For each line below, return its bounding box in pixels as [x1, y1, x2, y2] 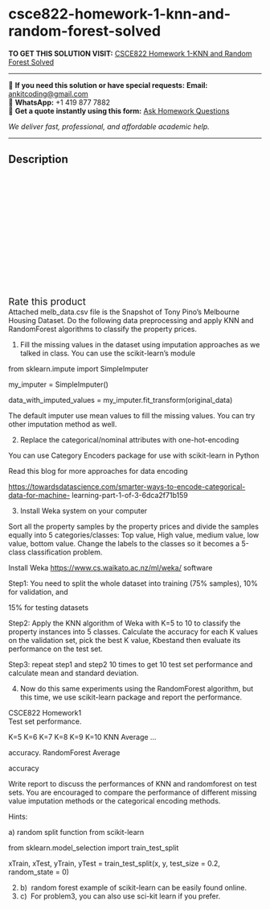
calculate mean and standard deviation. [8, 668, 139, 678]
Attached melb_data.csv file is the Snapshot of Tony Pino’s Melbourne [8, 307, 240, 317]
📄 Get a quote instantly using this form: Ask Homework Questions [8, 106, 230, 115]
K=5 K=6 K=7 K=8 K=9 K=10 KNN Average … [8, 732, 157, 741]
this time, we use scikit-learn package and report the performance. [19, 692, 243, 702]
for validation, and [8, 587, 68, 596]
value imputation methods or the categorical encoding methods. [8, 795, 221, 806]
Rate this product [8, 295, 86, 308]
